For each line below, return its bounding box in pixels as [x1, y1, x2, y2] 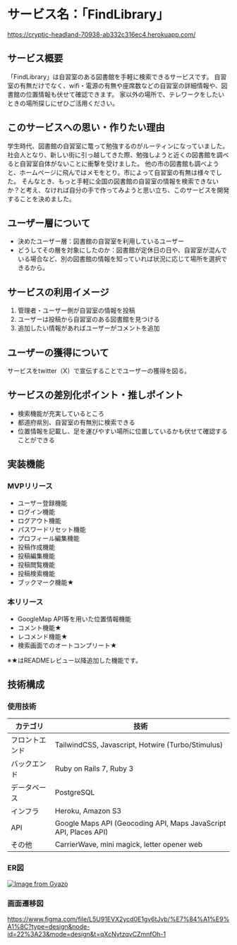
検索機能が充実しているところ [17, 409, 104, 417]
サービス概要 [7, 52, 63, 64]
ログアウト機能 [17, 516, 61, 525]
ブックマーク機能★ [17, 578, 74, 586]
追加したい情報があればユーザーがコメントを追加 [17, 324, 160, 332]
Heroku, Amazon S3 [55, 806, 122, 816]
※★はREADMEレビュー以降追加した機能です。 [7, 656, 142, 664]
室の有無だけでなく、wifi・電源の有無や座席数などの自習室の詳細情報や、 [7, 81, 221, 90]
